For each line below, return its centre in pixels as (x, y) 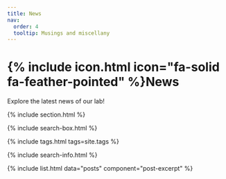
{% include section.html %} (46, 114)
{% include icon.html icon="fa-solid (113, 67)
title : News (24, 14)
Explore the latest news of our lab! (56, 101)
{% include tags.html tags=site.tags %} (63, 142)
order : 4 (26, 26)
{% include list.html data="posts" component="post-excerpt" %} (100, 169)
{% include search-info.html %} (52, 155)
